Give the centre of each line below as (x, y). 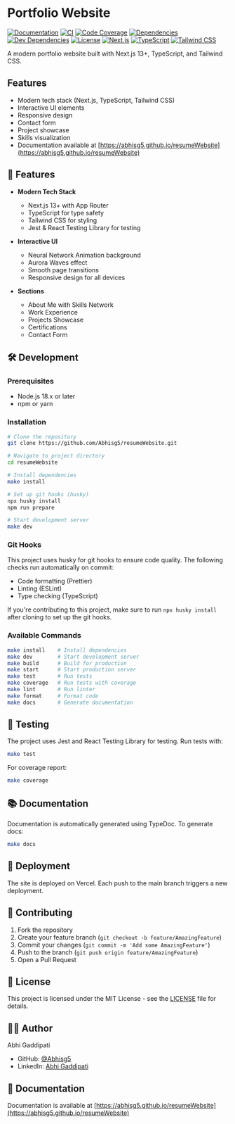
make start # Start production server (72, 670)
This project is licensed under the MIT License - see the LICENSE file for (112, 999)
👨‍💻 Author (30, 1028)
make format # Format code (53, 696)
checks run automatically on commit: (61, 567)
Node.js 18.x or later (46, 396)
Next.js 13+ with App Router (68, 205)
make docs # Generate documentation (70, 702)
